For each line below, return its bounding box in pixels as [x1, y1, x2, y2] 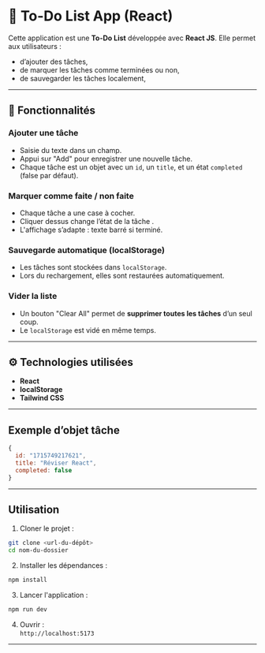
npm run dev [8, 605, 47, 614]
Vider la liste [8, 291, 58, 302]
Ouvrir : [19, 619, 45, 629]
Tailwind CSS [19, 394, 65, 403]
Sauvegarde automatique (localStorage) [8, 244, 166, 256]
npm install [8, 576, 47, 584]
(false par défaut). [19, 170, 79, 180]
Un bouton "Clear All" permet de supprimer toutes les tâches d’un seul [19, 308, 252, 318]
